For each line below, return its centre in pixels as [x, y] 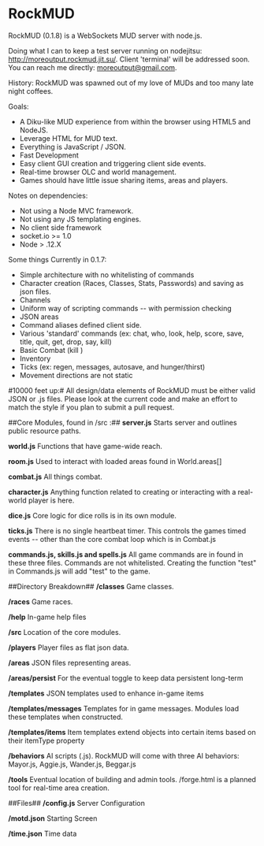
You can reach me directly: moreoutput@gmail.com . [93, 67]
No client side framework [61, 227]
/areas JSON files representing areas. [70, 662]
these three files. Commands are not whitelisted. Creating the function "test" [132, 562]
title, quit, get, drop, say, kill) [65, 341]
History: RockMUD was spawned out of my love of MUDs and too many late [131, 83]
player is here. [51, 500]
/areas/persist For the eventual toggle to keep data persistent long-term [126, 677]
